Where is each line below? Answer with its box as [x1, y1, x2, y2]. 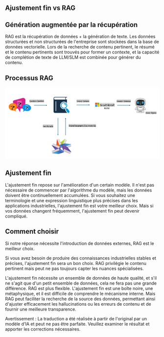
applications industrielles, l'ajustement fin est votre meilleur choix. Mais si [5, 203, 154, 209]
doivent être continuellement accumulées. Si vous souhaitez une [5, 192, 136, 198]
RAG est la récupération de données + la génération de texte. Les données [5, 34, 156, 40]
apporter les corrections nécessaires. [5, 326, 81, 332]
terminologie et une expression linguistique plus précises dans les [5, 197, 138, 203]
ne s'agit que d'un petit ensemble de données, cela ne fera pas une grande [5, 280, 157, 286]
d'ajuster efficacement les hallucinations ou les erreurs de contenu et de [5, 301, 151, 307]
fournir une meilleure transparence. [5, 306, 77, 312]
